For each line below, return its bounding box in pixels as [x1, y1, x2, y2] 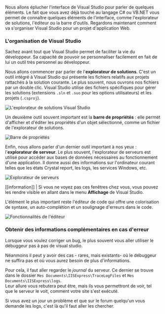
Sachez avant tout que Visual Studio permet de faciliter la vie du [5, 49, 135, 55]
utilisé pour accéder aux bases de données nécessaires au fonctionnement [5, 154, 158, 160]
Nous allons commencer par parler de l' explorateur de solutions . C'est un [5, 69, 156, 75]
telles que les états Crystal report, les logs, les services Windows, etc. [5, 165, 148, 171]
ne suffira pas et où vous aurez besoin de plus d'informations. [5, 257, 131, 264]
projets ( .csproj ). [5, 95, 40, 101]
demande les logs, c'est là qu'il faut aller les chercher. [5, 303, 115, 309]
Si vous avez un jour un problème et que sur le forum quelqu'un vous [5, 298, 145, 304]
